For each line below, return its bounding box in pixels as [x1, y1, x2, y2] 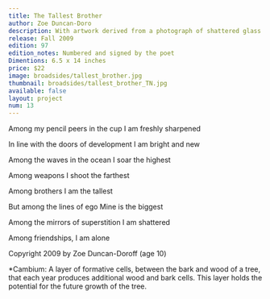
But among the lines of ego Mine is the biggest [8, 202, 164, 212]
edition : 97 [8, 42, 48, 50]
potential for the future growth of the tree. [8, 281, 147, 291]
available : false [8, 86, 67, 95]
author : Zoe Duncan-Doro [8, 19, 92, 27]
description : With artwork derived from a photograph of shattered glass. [8, 27, 265, 35]
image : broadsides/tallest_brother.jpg [8, 72, 143, 80]
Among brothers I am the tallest [8, 186, 113, 196]
